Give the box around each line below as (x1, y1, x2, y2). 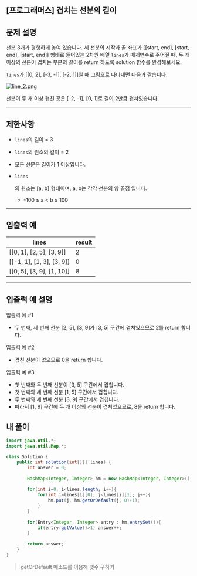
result (75, 238, 93, 246)
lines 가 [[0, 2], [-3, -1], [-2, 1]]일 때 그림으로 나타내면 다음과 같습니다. (6, 71, 168, 78)
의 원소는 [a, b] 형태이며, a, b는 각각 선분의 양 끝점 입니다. (14, 185, 147, 192)
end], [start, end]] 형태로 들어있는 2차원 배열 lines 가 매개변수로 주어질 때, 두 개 (6, 52, 190, 59)
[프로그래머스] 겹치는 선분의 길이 (6, 5, 117, 16)
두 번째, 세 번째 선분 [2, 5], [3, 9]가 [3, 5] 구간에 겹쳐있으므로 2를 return (14, 324, 180, 331)
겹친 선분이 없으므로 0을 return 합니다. (14, 356, 103, 363)
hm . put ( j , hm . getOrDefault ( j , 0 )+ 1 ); (47, 497, 141, 503)
